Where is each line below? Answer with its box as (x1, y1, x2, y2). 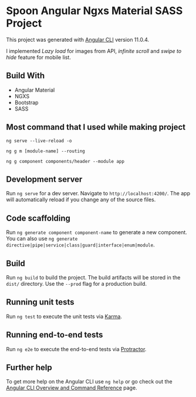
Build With (6, 71, 45, 81)
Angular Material (14, 86, 55, 94)
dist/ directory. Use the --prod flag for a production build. (6, 281, 147, 287)
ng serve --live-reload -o (6, 138, 72, 144)
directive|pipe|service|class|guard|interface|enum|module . (6, 241, 155, 248)
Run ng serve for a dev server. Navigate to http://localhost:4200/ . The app (6, 190, 191, 197)
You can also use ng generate (6, 235, 78, 242)
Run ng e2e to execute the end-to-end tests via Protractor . (6, 345, 147, 352)
